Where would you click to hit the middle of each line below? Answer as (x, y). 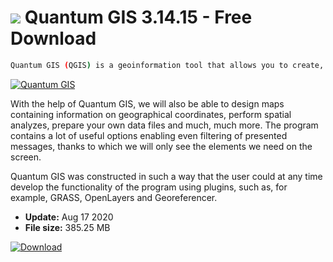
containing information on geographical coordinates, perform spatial (151, 114)
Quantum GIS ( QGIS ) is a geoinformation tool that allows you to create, (167, 65)
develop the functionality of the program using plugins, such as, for (149, 187)
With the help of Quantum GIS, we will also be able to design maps (147, 103)
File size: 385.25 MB (67, 227)
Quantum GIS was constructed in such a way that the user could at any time (166, 176)
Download (53, 38)
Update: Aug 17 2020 (69, 217)
